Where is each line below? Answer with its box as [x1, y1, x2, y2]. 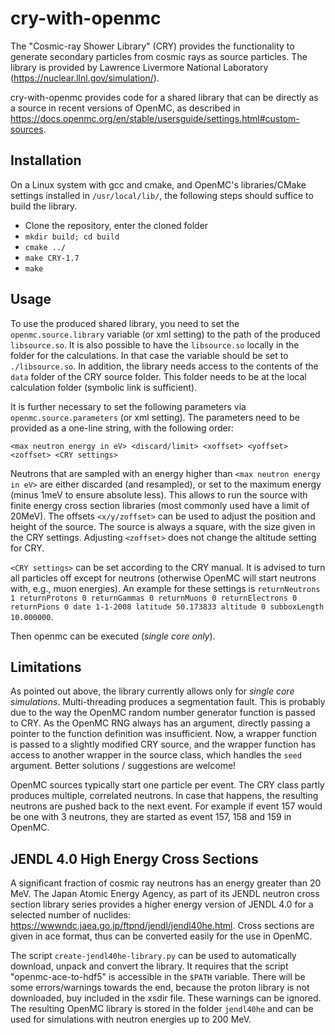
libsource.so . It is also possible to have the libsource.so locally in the [10, 338, 300, 351]
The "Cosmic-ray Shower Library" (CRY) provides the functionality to [10, 40, 295, 52]
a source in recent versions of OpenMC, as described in [10, 102, 241, 114]
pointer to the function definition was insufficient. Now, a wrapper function [10, 728, 317, 740]
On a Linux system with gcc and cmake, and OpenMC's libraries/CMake [10, 178, 307, 191]
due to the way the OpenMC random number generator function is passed [10, 707, 316, 719]
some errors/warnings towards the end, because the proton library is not [10, 982, 310, 994]
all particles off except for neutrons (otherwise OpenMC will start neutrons [10, 572, 317, 584]
